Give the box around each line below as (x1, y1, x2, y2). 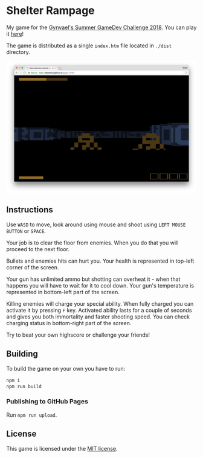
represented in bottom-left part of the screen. (6, 288, 120, 295)
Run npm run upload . (6, 411, 57, 419)
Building (6, 349, 38, 359)
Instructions (6, 204, 53, 215)
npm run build (6, 383, 42, 389)
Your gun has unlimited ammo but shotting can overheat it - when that (6, 275, 181, 283)
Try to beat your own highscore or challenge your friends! (6, 331, 150, 338)
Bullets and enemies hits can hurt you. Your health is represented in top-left (6, 257, 195, 264)
